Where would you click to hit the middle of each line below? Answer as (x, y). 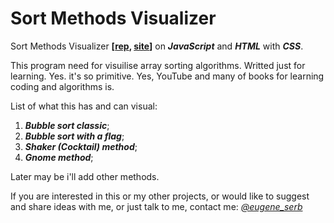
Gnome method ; (59, 157)
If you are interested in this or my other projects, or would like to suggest (160, 196)
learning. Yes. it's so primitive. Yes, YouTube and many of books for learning (167, 76)
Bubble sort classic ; (67, 125)
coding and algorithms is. (62, 86)
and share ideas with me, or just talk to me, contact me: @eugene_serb (156, 206)
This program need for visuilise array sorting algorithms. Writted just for (158, 65)
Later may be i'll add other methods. (85, 176)
